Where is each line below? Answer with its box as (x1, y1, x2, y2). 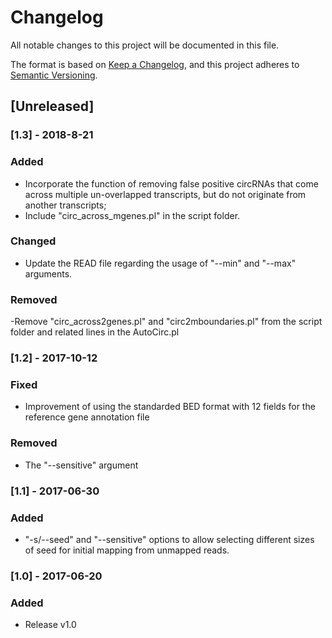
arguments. (24, 267, 73, 280)
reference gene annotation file (24, 411, 150, 423)
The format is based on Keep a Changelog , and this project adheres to (10, 58, 300, 70)
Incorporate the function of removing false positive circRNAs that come (24, 177, 319, 190)
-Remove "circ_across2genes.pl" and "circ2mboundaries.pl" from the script (10, 316, 323, 328)
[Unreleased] (10, 98, 95, 115)
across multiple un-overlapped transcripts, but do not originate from (24, 188, 307, 200)
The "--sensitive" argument (24, 459, 139, 471)
